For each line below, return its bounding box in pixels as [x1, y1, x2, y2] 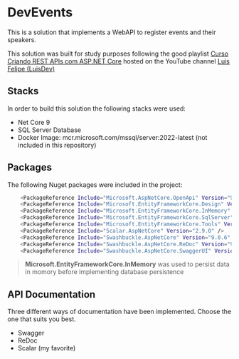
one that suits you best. [7, 315, 76, 323]
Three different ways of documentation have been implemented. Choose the [7, 308, 232, 316]
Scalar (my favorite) [17, 344, 76, 353]
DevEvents [7, 4, 73, 21]
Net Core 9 [17, 118, 51, 126]
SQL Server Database [17, 126, 82, 134]
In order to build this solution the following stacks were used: [7, 104, 186, 113]
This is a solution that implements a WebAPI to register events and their [7, 28, 216, 36]
